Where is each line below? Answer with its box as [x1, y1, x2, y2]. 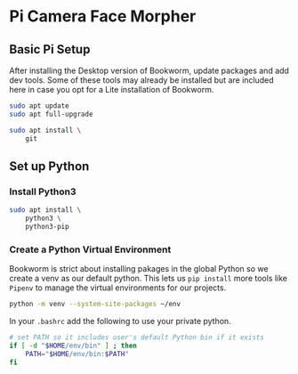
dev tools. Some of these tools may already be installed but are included [9, 75, 274, 85]
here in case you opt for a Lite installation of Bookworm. [9, 85, 214, 94]
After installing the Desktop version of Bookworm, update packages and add [9, 65, 289, 76]
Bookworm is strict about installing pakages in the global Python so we [9, 264, 269, 274]
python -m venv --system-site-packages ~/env [9, 300, 181, 309]
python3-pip [25, 222, 69, 231]
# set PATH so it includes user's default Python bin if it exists [9, 332, 265, 342]
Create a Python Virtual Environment [9, 243, 172, 256]
